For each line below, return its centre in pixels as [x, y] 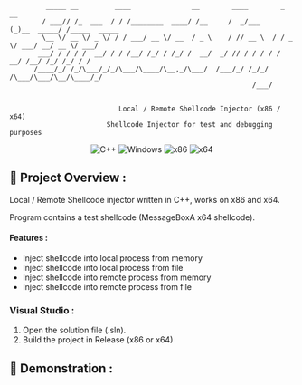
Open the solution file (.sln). [74, 330]
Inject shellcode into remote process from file [107, 287]
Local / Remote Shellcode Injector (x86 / [200, 109]
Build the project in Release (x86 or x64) [98, 340]
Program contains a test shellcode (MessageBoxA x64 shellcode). [132, 217]
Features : [28, 238]
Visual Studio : [42, 310]
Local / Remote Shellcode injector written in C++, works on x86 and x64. [145, 199]
